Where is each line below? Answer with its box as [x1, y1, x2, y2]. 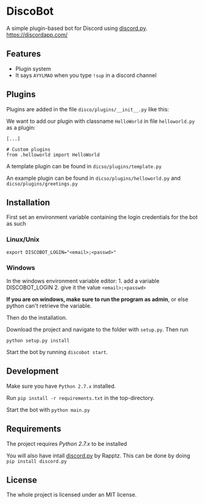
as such [6, 220, 26, 228]
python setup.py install [6, 338, 70, 344]
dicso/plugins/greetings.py [6, 180, 78, 187]
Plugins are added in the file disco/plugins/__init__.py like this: [6, 105, 170, 113]
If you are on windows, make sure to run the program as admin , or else [6, 295, 189, 303]
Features [6, 49, 41, 59]
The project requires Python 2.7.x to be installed [6, 440, 127, 447]
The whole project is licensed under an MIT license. [6, 491, 137, 498]
